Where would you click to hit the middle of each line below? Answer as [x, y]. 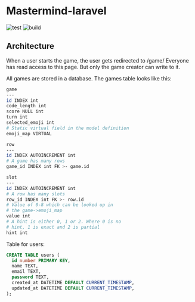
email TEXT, [27, 272]
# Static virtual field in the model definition [68, 128]
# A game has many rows [36, 161]
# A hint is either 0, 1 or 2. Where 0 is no [64, 222]
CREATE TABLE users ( [33, 255]
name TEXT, [25, 266]
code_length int [26, 106]
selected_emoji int [30, 123]
